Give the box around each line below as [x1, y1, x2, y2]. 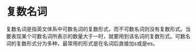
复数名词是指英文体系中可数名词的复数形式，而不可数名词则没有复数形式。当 [6, 25, 191, 32]
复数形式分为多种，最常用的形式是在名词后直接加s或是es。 [16, 40, 158, 47]
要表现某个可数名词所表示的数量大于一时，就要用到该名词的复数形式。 [6, 32, 176, 39]
